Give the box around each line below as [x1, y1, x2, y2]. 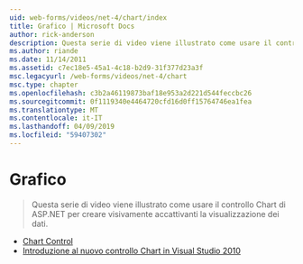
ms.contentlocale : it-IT [9, 114, 103, 123]
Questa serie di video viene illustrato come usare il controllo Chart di [31, 199, 286, 210]
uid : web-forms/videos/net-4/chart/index [9, 13, 168, 23]
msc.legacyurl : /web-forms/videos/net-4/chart [9, 72, 188, 81]
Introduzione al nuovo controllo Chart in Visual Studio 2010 [22, 245, 242, 256]
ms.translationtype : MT [9, 105, 99, 114]
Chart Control [22, 235, 74, 246]
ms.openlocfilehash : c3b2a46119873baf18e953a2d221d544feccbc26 [9, 88, 252, 97]
